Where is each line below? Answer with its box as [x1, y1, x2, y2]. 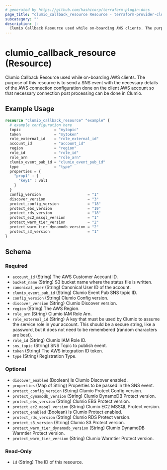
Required [5, 262, 28, 269]
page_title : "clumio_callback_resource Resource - [5, 12, 112, 17]
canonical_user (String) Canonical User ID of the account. [12, 285, 131, 291]
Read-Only [5, 448, 32, 455]
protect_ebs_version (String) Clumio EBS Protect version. [12, 398, 130, 404]
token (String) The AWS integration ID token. [12, 348, 103, 354]
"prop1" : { [14, 173, 39, 178]
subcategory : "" [5, 16, 39, 21]
